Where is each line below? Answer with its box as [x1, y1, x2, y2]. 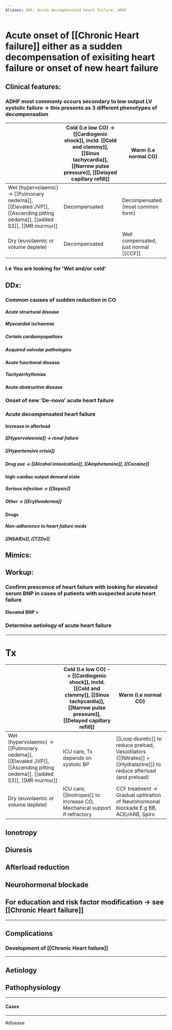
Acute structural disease [5, 309, 59, 315]
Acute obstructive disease [5, 384, 63, 390]
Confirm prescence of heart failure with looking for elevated [5, 583, 158, 591]
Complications [5, 929, 53, 938]
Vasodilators [116, 748, 146, 755]
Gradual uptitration [116, 792, 161, 799]
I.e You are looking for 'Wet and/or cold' [5, 265, 106, 272]
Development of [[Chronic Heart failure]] [5, 944, 109, 952]
